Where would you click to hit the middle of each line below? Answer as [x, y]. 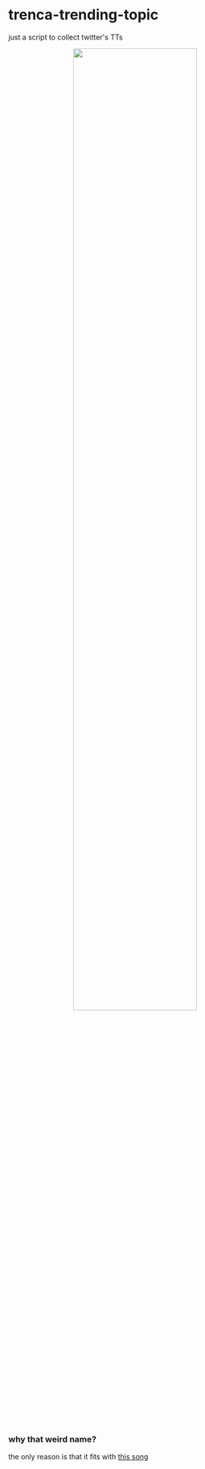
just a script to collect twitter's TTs [66, 37]
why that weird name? [52, 1439]
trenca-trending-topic [84, 15]
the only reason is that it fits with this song [78, 1457]
